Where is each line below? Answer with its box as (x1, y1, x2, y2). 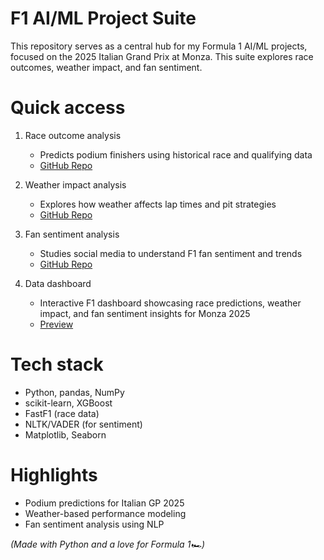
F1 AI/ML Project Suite (10, 7, 197, 30)
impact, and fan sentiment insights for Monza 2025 (39, 307, 251, 319)
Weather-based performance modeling (24, 507, 187, 519)
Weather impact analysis (24, 178, 127, 191)
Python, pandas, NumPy (24, 386, 125, 398)
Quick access (10, 97, 126, 119)
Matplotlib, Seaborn (24, 428, 107, 441)
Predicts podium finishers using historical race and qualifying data (39, 148, 313, 161)
